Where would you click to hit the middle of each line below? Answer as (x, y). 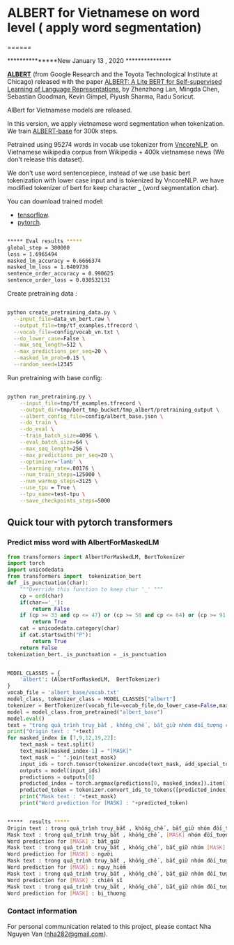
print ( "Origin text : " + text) (51, 732)
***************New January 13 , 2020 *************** (89, 60)
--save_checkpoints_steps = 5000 (65, 500)
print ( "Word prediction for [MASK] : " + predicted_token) (104, 803)
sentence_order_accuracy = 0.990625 (60, 274)
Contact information (42, 911)
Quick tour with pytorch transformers (90, 522)
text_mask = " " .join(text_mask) (68, 757)
